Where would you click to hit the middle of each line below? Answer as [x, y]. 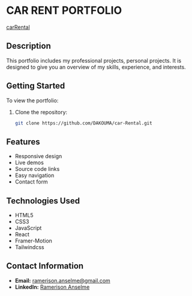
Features [23, 142]
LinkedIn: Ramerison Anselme [52, 287]
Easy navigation [34, 176]
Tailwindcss [29, 247]
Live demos [29, 162]
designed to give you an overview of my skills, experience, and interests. [96, 67]
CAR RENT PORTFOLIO [64, 11]
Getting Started [36, 86]
